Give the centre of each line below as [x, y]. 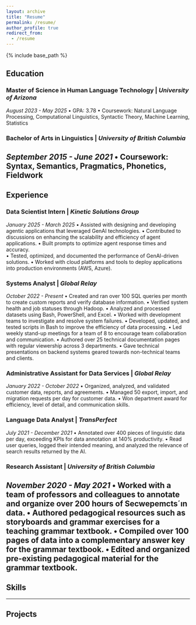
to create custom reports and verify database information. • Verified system [97, 302]
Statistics [17, 123]
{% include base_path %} [37, 55]
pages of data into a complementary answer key [96, 540]
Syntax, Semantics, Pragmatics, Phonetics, [86, 166]
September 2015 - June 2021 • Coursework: [87, 157]
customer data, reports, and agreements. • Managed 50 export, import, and [97, 392]
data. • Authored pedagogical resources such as [96, 513]
